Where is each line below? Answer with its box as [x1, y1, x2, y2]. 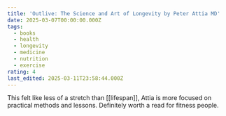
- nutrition [13, 56, 49, 63]
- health [13, 36, 39, 43]
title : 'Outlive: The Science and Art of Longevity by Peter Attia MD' [7, 10, 220, 17]
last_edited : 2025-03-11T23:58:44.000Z [7, 74, 124, 82]
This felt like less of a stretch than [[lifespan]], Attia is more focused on [7, 94, 212, 102]
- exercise [13, 62, 45, 69]
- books [13, 29, 36, 37]
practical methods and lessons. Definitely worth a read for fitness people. [7, 101, 219, 110]
